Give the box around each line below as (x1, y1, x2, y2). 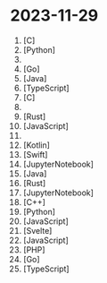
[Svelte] (22, 225, 53, 236)
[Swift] (22, 149, 48, 159)
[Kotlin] (22, 140, 50, 150)
